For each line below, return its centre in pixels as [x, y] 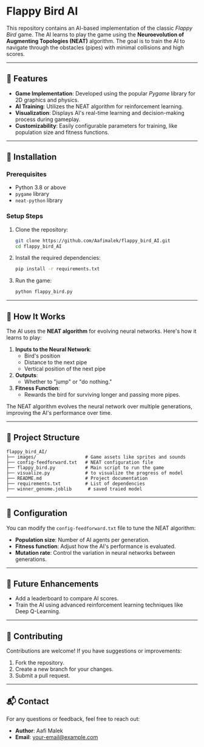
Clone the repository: [42, 229]
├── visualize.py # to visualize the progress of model [95, 473]
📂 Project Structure [43, 438]
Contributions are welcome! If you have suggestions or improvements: [94, 651]
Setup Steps [25, 216]
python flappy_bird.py [44, 292]
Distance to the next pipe [56, 363]
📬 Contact [28, 701]
